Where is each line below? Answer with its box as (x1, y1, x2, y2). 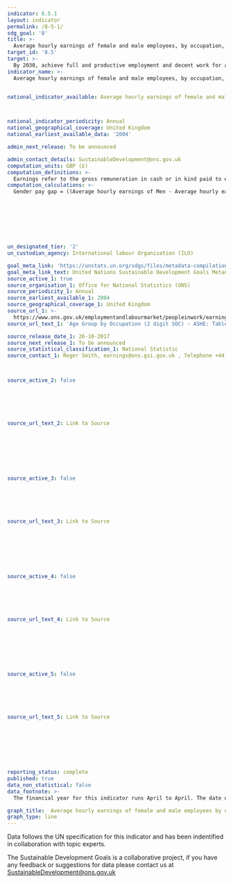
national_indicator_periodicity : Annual (7, 118, 126, 125)
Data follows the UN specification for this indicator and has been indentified (7, 832, 224, 841)
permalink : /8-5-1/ (7, 23, 64, 30)
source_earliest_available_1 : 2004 (7, 294, 110, 302)
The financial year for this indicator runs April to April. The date (13, 794, 222, 802)
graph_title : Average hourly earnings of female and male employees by (7, 807, 222, 814)
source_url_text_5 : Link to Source (7, 714, 110, 721)
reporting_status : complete (7, 768, 89, 776)
